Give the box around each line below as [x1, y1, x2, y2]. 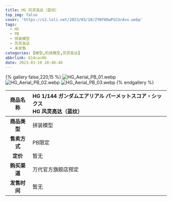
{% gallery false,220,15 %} [5, 74, 61, 80]
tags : [5, 22, 17, 27]
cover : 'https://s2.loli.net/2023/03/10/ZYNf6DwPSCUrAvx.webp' [5, 17, 143, 22]
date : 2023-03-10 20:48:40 [5, 60, 63, 65]
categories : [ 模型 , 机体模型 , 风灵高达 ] [5, 50, 80, 55]
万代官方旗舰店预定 [32, 166, 79, 173]
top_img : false [5, 12, 38, 17]
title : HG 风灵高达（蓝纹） [5, 7, 59, 13]
